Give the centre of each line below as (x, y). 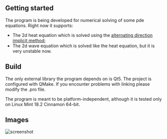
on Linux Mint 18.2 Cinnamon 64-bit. (43, 104)
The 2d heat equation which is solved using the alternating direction (82, 35)
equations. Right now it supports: (39, 25)
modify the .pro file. (25, 89)
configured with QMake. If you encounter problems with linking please (77, 84)
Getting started (29, 8)
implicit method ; (29, 40)
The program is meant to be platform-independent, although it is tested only (83, 99)
